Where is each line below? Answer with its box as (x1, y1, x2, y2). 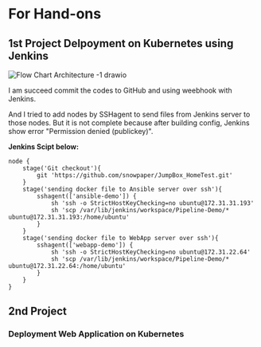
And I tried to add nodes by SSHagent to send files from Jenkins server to (8, 109, 251, 119)
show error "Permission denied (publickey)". (8, 127, 154, 136)
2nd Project (8, 305, 68, 318)
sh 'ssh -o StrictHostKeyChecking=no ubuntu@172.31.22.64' (50, 248, 251, 256)
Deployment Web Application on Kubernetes (8, 329, 185, 340)
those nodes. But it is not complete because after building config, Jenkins (8, 118, 250, 128)
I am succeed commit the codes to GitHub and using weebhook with (8, 85, 232, 95)
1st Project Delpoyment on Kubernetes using (8, 37, 234, 50)
